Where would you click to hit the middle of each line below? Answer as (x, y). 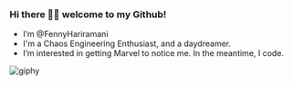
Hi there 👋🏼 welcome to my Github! (88, 14)
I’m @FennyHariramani (65, 34)
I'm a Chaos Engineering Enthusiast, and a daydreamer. (126, 43)
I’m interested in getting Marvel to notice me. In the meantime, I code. (153, 53)
